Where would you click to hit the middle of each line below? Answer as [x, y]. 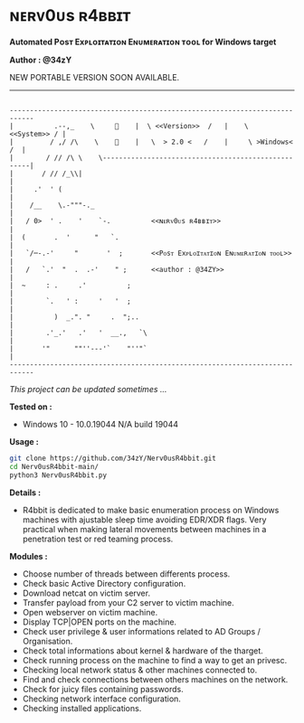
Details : [25, 493]
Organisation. [47, 641]
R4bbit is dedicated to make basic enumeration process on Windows [151, 510]
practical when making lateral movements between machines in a [144, 529]
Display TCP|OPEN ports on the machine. [100, 622]
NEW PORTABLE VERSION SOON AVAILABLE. [95, 77]
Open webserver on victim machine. [90, 612]
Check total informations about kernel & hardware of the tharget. [143, 651]
